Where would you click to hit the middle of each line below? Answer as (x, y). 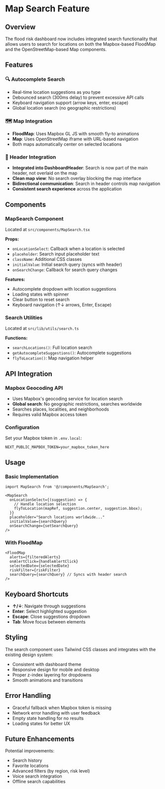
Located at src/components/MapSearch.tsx (48, 229)
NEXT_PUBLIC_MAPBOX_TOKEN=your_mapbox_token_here (57, 447)
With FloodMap (24, 543)
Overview (21, 27)
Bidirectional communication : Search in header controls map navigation (86, 183)
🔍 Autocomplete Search (35, 79)
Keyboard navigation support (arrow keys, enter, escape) (70, 103)
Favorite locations (30, 766)
